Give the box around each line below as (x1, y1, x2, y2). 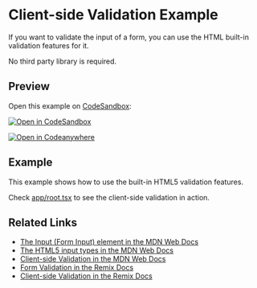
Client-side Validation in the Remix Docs (19, 271, 153, 281)
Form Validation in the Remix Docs (19, 263, 134, 273)
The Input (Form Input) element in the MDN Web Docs (19, 237, 199, 247)
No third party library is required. (8, 56, 117, 66)
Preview (8, 80, 51, 93)
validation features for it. (8, 40, 90, 50)
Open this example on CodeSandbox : (8, 101, 132, 110)
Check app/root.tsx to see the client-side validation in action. (8, 192, 210, 202)
